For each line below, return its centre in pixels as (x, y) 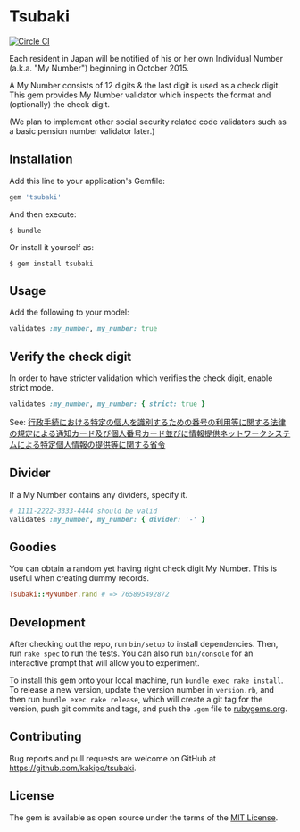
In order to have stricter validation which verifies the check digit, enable (141, 378)
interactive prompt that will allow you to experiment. (104, 663)
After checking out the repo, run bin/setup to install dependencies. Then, (144, 644)
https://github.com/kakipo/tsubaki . (73, 768)
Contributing (46, 737)
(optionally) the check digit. (59, 104)
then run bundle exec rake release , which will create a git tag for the (136, 700)
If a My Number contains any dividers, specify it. (99, 494)
